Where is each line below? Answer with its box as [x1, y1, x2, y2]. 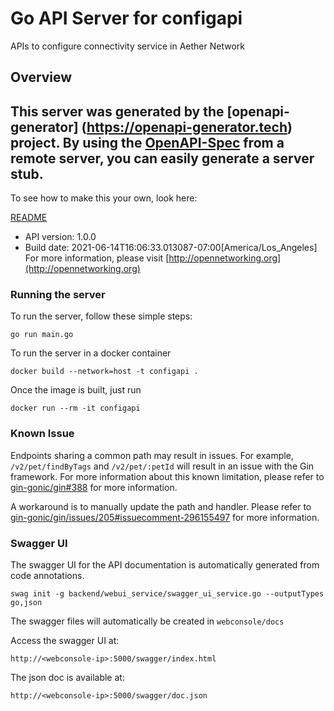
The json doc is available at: [10, 672, 125, 684]
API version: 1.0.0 [24, 231, 97, 243]
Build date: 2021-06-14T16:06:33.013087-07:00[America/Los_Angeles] [24, 242, 318, 254]
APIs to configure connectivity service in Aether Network [10, 40, 245, 52]
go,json [10, 598, 43, 608]
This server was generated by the [10, 103, 225, 120]
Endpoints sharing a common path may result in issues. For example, [10, 449, 294, 461]
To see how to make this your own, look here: [10, 192, 198, 204]
